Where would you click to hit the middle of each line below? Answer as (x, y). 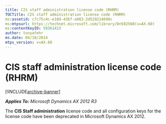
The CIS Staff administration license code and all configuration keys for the (83, 111)
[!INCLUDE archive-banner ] (33, 91)
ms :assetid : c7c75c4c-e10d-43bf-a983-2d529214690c (59, 19)
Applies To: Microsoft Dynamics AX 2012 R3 (51, 101)
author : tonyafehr (24, 33)
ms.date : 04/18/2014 (27, 38)
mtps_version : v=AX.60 (29, 42)
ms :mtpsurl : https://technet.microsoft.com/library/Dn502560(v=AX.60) (80, 24)
